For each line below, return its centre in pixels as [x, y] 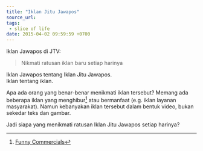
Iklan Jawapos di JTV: [34, 51]
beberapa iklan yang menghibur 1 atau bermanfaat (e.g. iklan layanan [91, 100]
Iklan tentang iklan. [30, 81]
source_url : [21, 17]
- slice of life [29, 29]
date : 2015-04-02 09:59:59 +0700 [48, 34]
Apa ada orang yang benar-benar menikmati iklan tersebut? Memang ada [97, 93]
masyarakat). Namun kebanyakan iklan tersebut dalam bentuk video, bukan [100, 106]
